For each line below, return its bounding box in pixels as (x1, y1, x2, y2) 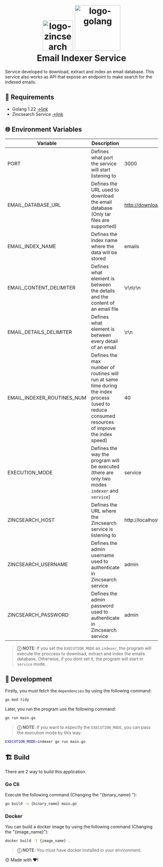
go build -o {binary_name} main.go (5, 801, 77, 806)
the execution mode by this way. (16, 730, 82, 736)
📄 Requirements (5, 93, 54, 102)
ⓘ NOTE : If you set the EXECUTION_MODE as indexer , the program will (16, 645, 152, 651)
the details (91, 287, 115, 294)
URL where (91, 507, 116, 514)
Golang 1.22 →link (12, 106, 49, 112)
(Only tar (91, 211, 112, 217)
